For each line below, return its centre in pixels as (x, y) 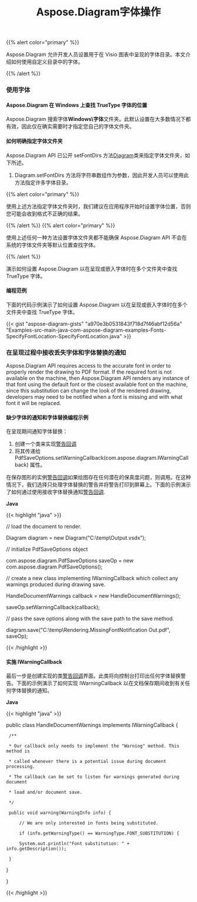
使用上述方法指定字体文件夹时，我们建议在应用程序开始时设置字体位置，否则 (98, 206)
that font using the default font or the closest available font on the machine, (97, 385)
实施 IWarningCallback (34, 662)
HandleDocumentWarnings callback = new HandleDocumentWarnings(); (93, 596)
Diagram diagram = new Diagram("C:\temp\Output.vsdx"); (76, 538)
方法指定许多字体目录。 (43, 182)
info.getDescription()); (36, 849)
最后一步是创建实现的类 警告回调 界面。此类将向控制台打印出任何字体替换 (93, 676)
